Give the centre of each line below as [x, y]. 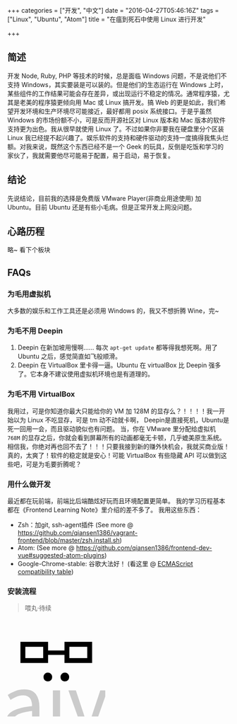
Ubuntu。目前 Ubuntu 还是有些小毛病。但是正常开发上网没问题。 [102, 207]
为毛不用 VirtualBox [41, 394]
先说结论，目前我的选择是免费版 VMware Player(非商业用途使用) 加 [104, 198]
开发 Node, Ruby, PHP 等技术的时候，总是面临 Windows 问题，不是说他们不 [117, 76]
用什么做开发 [29, 484]
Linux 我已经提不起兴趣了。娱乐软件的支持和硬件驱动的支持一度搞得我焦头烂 [118, 137]
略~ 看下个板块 [29, 250]
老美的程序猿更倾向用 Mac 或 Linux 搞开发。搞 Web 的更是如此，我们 [120, 102]
